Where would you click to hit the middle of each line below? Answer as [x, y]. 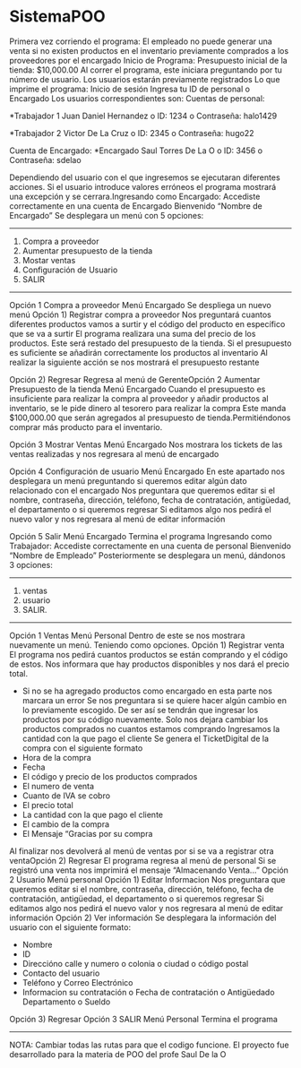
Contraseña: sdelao [46, 159]
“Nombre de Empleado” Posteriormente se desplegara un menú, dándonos [147, 555]
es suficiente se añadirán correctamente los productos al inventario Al [139, 352]
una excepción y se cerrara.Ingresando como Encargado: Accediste [135, 196]
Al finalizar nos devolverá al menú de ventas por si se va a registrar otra [142, 851]
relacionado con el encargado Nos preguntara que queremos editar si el [142, 490]
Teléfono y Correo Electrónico [77, 982]
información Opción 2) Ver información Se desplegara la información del [143, 917]
